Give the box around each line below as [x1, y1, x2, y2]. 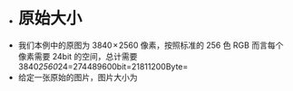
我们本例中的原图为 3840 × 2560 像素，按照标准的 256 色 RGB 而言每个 [17, 40, 284, 50]
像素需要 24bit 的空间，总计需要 [17, 50, 138, 61]
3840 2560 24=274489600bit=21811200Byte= [17, 60, 189, 72]
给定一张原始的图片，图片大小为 [17, 71, 138, 82]
